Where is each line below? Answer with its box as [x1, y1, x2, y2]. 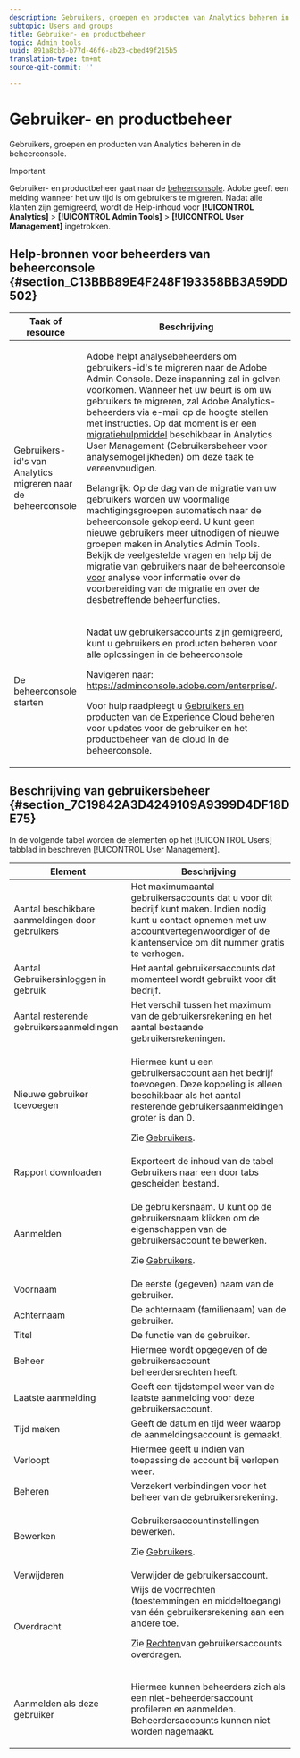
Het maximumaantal [130, 880, 215, 893]
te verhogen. [130, 947, 185, 960]
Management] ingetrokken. [9, 221, 112, 231]
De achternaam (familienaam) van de [130, 1304, 287, 1316]
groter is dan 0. [130, 1112, 195, 1124]
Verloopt [13, 1454, 50, 1467]
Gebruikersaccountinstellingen [130, 1514, 260, 1527]
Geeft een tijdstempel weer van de [130, 1380, 275, 1393]
